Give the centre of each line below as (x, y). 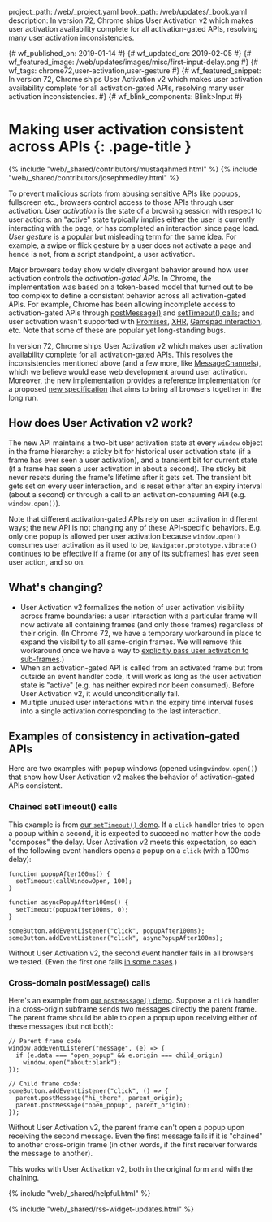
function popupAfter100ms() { (60, 874)
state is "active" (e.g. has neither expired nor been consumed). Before (137, 685)
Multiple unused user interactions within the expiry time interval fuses (137, 702)
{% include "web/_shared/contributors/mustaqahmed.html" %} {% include (133, 169)
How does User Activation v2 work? (101, 423)
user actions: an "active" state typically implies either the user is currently (132, 219)
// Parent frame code (45, 1041)
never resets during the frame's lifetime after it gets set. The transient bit (130, 477)
